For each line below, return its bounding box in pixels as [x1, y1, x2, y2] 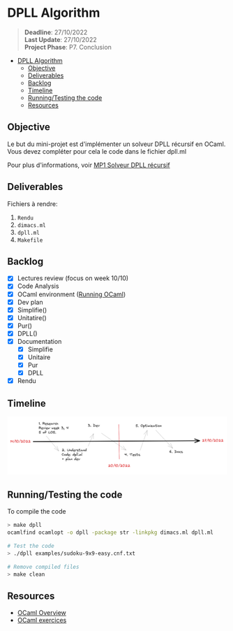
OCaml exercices [17, 616, 67, 625]
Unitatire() [17, 313, 47, 322]
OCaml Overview [17, 609, 66, 617]
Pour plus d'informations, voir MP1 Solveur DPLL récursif [7, 161, 170, 169]
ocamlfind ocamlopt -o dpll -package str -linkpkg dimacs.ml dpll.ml [7, 529, 214, 536]
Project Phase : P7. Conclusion [24, 43, 112, 51]
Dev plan [17, 298, 43, 306]
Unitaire [27, 353, 51, 361]
